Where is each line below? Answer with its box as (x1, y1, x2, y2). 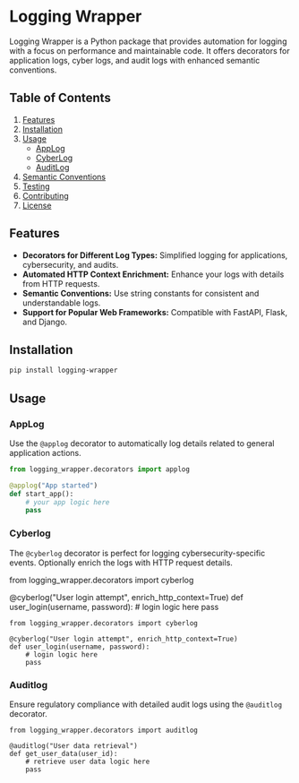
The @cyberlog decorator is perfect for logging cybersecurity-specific (9, 547, 266, 558)
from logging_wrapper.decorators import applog (9, 464, 191, 474)
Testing (21, 181, 51, 192)
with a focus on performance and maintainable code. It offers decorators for (9, 45, 290, 56)
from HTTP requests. (21, 278, 100, 288)
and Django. (21, 316, 68, 327)
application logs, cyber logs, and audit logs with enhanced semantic (9, 55, 261, 65)
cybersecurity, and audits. (21, 259, 119, 270)
